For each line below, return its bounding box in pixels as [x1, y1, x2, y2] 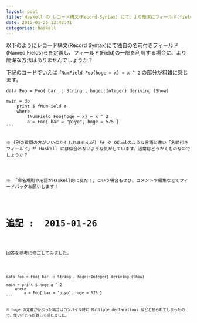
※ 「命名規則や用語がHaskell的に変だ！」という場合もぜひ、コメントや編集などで [6, 177, 180, 183]
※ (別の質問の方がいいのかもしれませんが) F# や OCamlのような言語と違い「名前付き [6, 140, 189, 146]
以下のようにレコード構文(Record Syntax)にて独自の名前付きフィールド [6, 42, 179, 49]
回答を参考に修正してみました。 [6, 250, 72, 256]
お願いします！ [28, 183, 59, 190]
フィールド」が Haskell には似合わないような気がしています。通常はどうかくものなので [6, 146, 191, 152]
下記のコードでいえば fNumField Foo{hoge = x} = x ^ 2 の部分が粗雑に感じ [6, 69, 188, 76]
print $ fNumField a [16, 103, 67, 109]
